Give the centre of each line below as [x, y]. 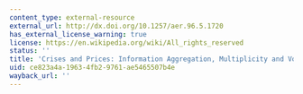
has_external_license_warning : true [78, 34]
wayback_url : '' [40, 76]
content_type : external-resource [72, 17]
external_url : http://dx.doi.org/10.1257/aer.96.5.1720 [116, 26]
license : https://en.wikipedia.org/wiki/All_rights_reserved [127, 43]
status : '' [30, 51]
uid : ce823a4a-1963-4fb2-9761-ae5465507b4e [92, 68]
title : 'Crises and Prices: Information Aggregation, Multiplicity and [147, 59]
